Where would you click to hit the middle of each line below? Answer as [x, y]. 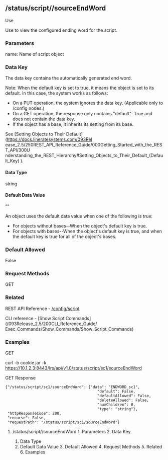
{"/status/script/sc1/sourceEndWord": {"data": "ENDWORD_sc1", [73, 387]
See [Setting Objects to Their [35, 134]
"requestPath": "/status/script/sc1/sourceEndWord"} [64, 422]
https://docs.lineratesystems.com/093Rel [50, 139]
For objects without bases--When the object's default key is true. [80, 225]
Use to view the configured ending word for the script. [61, 30]
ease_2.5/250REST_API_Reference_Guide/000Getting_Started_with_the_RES [84, 145]
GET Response [21, 378]
